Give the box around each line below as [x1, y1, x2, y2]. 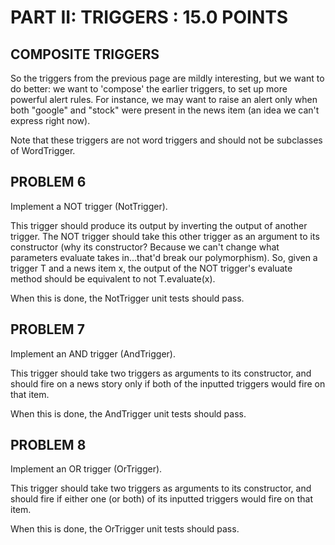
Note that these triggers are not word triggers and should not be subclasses [10, 134, 323, 146]
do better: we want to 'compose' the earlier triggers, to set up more [10, 83, 288, 95]
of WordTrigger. [10, 145, 76, 156]
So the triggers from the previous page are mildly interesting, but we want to [10, 72, 325, 84]
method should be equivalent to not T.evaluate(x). [10, 272, 216, 285]
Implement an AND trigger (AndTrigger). [10, 347, 176, 360]
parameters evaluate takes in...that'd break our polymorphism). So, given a [10, 251, 318, 263]
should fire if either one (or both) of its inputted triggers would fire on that [10, 493, 314, 505]
